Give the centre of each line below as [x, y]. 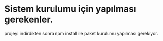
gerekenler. [29, 20]
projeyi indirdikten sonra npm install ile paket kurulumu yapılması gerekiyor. [81, 33]
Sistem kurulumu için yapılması [71, 9]
